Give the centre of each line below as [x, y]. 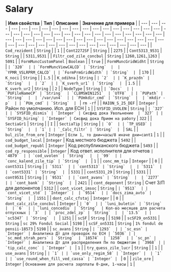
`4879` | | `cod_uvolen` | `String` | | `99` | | [64, 156]
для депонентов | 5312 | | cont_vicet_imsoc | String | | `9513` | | [77, 188]
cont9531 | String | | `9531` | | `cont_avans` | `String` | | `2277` [82, 177]
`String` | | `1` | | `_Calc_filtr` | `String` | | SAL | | [72, 129]
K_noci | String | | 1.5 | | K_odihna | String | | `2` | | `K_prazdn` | [78, 77]
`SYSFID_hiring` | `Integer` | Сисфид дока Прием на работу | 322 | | [79, 118]
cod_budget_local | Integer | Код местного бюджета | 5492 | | [71, 140]
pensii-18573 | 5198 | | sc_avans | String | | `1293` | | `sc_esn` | [77, 228]
